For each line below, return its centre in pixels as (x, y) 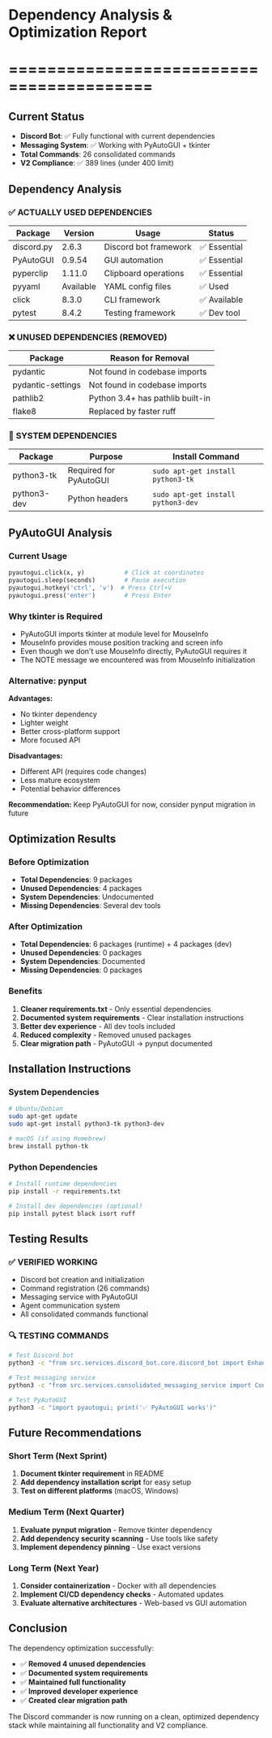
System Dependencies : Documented (83, 962)
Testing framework (140, 313)
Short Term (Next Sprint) (58, 1455)
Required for (91, 470)
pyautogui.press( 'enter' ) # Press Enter (90, 595)
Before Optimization (49, 862)
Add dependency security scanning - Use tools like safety (119, 1538)
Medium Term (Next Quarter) (67, 1512)
